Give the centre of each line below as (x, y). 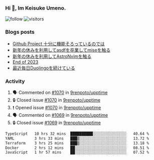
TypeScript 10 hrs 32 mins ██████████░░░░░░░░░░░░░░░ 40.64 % (77, 134)
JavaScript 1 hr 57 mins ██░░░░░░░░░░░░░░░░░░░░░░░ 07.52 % (77, 152)
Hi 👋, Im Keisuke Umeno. (36, 8)
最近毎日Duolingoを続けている (44, 68)
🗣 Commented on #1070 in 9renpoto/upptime (60, 92)
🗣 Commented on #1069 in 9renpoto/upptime (60, 115)
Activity (15, 81)
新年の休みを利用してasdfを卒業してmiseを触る (61, 50)
